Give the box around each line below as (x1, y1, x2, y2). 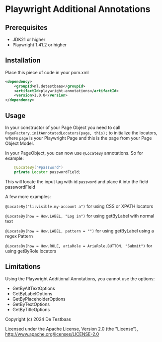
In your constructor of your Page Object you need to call (5, 124, 121, 130)
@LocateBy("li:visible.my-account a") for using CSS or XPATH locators (5, 203, 154, 209)
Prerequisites (5, 23, 48, 32)
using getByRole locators (5, 248, 57, 254)
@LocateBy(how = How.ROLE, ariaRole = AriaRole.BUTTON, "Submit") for (5, 242, 153, 248)
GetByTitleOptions (12, 306, 50, 312)
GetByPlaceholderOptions (12, 296, 66, 302)
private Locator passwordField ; (14, 169, 81, 175)
